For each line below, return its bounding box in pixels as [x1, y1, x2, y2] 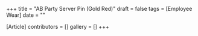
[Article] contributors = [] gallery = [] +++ [6, 23, 110, 30]
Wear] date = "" [6, 11, 45, 19]
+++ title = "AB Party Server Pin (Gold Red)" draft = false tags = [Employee [6, 5, 193, 12]
